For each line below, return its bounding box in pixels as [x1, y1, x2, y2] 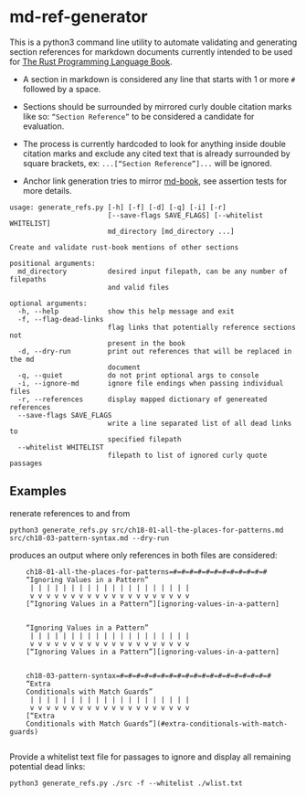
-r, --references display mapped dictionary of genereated [17, 395, 268, 404]
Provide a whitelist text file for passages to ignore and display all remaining [9, 751, 291, 762]
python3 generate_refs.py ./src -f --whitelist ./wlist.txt [9, 779, 244, 788]
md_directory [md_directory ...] [107, 227, 235, 236]
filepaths [9, 274, 47, 284]
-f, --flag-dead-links [17, 314, 104, 324]
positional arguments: [9, 259, 96, 268]
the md [9, 355, 35, 364]
